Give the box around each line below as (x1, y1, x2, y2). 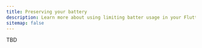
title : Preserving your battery (6, 8, 87, 15)
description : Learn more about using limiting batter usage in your (6, 14, 182, 20)
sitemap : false (6, 20, 44, 26)
